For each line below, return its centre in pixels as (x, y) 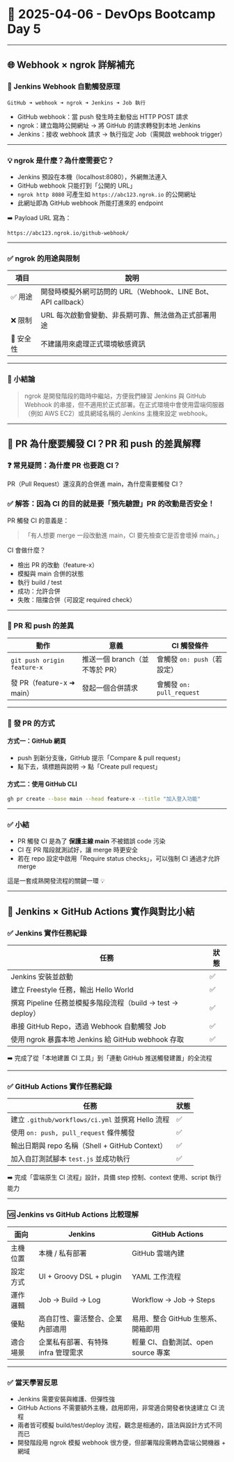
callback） (71, 302)
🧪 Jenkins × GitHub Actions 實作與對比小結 (101, 911)
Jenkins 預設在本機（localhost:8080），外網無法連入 (92, 176)
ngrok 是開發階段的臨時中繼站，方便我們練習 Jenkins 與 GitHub (115, 396)
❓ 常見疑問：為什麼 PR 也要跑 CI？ (64, 465)
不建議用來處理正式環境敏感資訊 (93, 344)
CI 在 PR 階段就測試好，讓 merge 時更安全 (77, 850)
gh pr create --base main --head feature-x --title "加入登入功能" (104, 799)
